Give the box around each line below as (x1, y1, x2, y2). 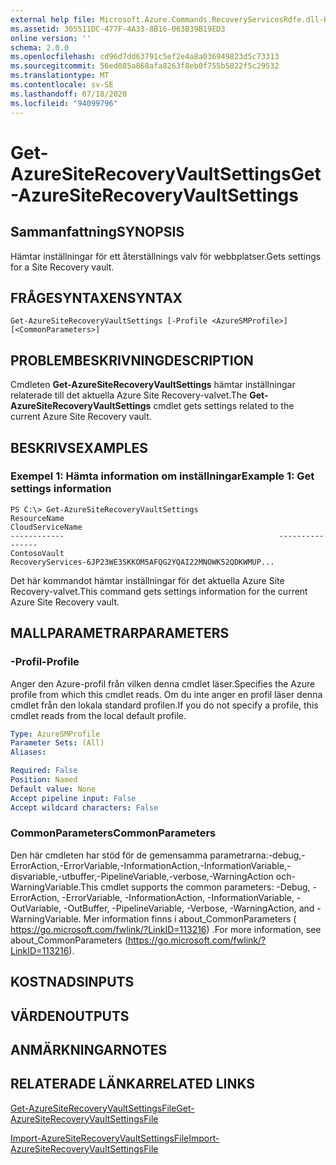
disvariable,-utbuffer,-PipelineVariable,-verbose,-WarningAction (10, 870, 274, 882)
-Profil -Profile (10, 655, 80, 669)
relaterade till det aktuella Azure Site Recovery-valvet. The (10, 389, 248, 401)
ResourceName (10, 513, 65, 523)
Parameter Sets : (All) (10, 738, 105, 748)
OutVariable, (10, 902, 62, 914)
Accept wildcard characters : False (10, 802, 159, 813)
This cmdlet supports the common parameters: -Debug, (80, 881, 311, 893)
